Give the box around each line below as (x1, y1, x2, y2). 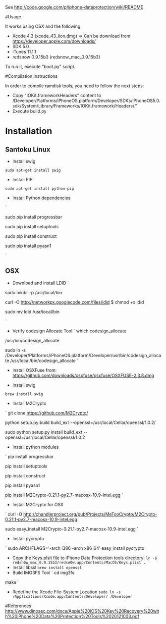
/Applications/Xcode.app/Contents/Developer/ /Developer (12, 594, 133, 599)
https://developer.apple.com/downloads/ (12, 38, 96, 44)
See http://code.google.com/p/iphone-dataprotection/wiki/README (5, 4, 144, 10)
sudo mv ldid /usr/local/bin (5, 309, 60, 314)
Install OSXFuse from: (12, 367, 57, 373)
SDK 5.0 (12, 44, 29, 49)
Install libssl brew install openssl (12, 564, 82, 570)
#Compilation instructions (5, 73, 58, 79)
